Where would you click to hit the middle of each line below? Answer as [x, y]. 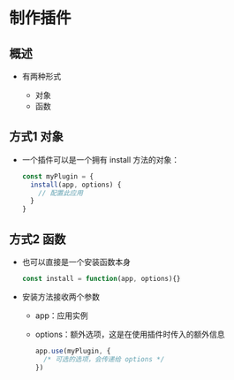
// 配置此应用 [61, 193]
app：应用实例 [61, 315]
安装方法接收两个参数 [60, 296]
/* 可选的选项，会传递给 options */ [104, 359]
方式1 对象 [37, 137]
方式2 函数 [38, 239]
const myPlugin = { [58, 176]
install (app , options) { [76, 185]
